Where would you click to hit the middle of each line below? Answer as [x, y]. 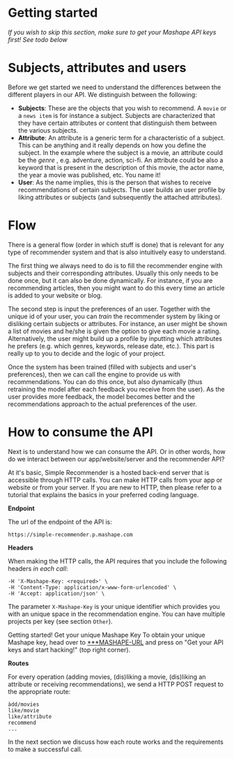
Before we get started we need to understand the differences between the [115, 87]
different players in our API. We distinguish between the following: [102, 94]
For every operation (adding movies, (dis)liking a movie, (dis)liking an [107, 677]
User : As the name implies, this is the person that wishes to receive [115, 182]
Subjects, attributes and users [97, 68]
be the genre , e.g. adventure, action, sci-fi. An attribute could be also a [120, 160]
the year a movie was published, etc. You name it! [89, 175]
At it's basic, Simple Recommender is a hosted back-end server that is [109, 472]
